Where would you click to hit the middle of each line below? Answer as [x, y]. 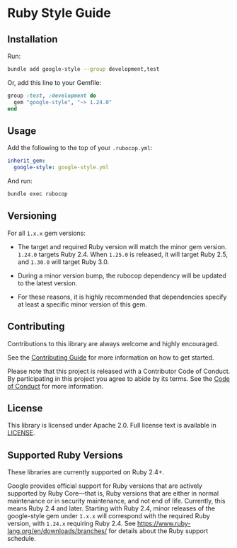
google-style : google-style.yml [62, 168]
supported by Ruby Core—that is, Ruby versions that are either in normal [113, 493]
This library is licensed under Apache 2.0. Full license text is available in [112, 426]
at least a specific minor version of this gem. [82, 304]
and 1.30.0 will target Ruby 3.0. [63, 262]
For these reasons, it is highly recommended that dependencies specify [122, 297]
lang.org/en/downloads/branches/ [57, 531]
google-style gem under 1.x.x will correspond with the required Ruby [109, 516]
